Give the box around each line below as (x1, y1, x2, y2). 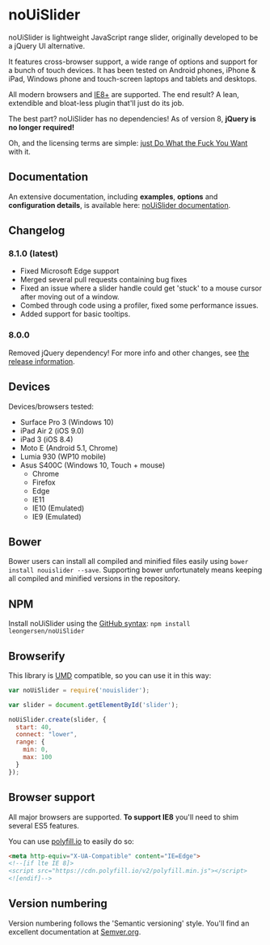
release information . (8, 356, 75, 366)
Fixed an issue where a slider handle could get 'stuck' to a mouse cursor (19, 283, 263, 293)
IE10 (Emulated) (32, 503, 85, 513)
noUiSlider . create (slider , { (8, 715, 107, 723)
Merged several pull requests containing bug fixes (19, 275, 188, 285)
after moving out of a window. (19, 292, 120, 302)
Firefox (32, 477, 56, 487)
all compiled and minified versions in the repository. (8, 574, 180, 583)
